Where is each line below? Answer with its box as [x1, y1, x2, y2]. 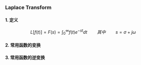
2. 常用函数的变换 [5, 42, 41, 48]
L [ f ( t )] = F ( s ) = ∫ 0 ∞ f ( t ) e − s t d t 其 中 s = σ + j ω [30, 28, 136, 36]
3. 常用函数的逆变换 [5, 54, 46, 61]
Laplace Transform [5, 4, 52, 11]
